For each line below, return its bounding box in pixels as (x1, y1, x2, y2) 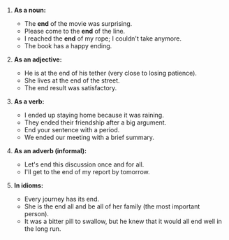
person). (24, 210, 49, 218)
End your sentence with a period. (24, 126, 120, 134)
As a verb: (13, 97, 45, 106)
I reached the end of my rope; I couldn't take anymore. (24, 34, 182, 43)
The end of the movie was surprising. (24, 20, 133, 27)
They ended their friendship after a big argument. (24, 118, 167, 127)
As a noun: (13, 6, 47, 14)
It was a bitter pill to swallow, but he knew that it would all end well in (24, 217, 222, 225)
